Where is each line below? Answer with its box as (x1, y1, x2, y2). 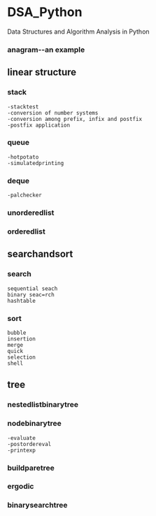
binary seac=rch (7, 291, 55, 298)
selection (7, 354, 36, 361)
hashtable (7, 297, 36, 304)
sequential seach (7, 285, 58, 292)
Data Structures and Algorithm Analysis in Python (7, 27, 150, 36)
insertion (7, 335, 36, 343)
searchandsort (7, 248, 73, 260)
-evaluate (7, 434, 36, 441)
